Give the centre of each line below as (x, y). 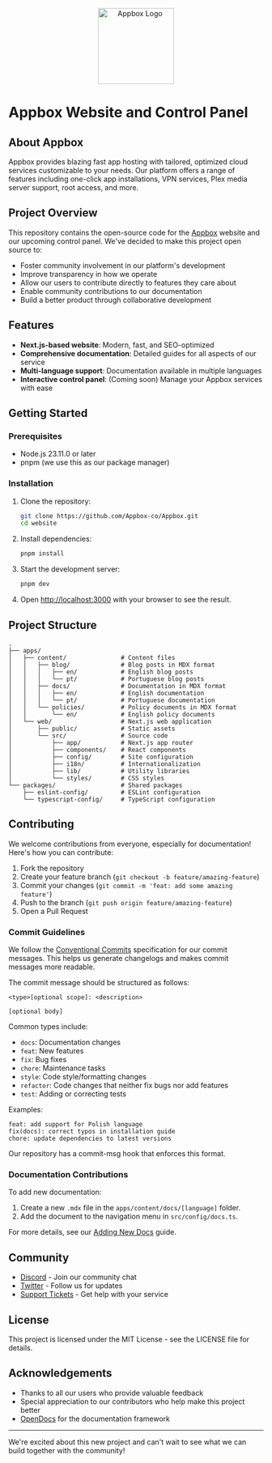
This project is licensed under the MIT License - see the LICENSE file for (129, 1339)
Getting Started (48, 413)
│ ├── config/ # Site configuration (101, 757)
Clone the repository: (55, 501)
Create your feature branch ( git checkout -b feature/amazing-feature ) (140, 876)
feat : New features (52, 1051)
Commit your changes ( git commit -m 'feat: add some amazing (126, 885)
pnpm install (42, 554)
